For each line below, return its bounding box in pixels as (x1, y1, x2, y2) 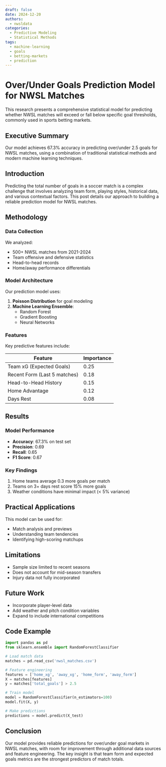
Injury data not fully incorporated (12, 575, 80, 581)
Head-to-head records (12, 259, 59, 265)
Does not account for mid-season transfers (12, 569, 101, 575)
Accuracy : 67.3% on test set (12, 438, 71, 444)
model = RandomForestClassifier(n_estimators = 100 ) (5, 695, 112, 700)
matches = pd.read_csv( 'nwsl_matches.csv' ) (5, 658, 97, 664)
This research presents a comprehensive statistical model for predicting (5, 106, 153, 112)
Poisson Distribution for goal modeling (12, 298, 93, 304)
